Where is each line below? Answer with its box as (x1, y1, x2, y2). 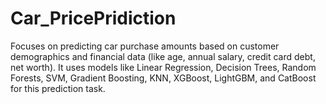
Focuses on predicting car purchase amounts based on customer (10, 40, 280, 52)
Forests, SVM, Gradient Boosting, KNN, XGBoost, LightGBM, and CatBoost (10, 72, 317, 84)
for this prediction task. (10, 82, 106, 94)
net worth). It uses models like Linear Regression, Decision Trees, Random (10, 61, 317, 73)
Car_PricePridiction (10, 7, 177, 30)
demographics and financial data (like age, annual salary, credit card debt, (10, 50, 316, 62)
